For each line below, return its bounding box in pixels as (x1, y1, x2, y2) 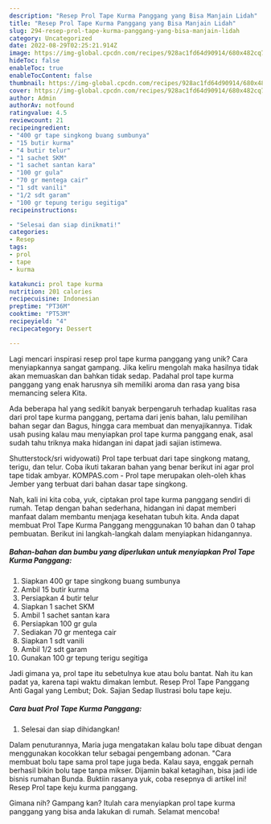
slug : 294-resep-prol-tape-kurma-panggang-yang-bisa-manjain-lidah (9, 27, 240, 35)
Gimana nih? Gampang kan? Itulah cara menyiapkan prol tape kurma (9, 797, 236, 808)
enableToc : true (9, 64, 64, 72)
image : (9, 49, 31, 57)
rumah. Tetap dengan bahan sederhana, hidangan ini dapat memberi (9, 503, 236, 513)
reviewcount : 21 (9, 117, 64, 125)
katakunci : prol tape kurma (9, 280, 104, 288)
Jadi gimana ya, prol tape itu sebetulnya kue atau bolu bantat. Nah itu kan (9, 668, 253, 678)
